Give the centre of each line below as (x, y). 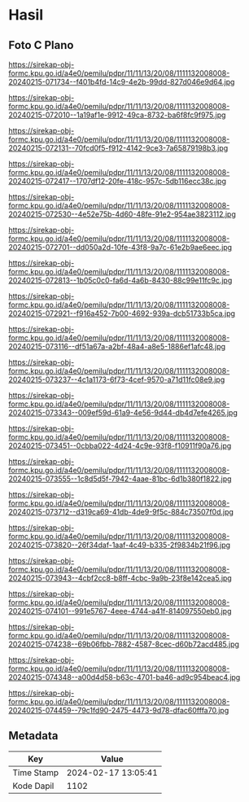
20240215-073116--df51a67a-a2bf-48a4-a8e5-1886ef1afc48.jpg (117, 346)
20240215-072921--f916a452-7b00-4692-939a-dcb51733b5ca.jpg (122, 313)
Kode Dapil (33, 786)
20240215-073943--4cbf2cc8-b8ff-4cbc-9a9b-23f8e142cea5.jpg (120, 578)
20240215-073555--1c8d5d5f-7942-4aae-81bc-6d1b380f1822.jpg (120, 479)
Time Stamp (36, 773)
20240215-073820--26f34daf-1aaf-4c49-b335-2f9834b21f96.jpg (119, 545)
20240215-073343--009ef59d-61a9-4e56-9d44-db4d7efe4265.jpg (123, 412)
